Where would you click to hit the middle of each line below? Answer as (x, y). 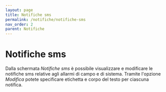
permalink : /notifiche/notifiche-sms (46, 19)
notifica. (14, 85)
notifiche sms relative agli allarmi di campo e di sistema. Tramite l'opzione (83, 74)
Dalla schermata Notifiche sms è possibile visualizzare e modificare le (79, 68)
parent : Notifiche (25, 29)
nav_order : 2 (19, 24)
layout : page (19, 10)
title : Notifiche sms (28, 15)
